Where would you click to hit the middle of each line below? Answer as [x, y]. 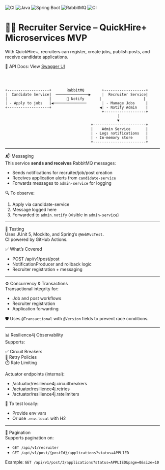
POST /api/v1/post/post [36, 259]
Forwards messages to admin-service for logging [62, 183]
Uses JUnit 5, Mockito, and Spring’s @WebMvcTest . [55, 234]
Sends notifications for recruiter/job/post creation [62, 172]
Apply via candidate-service [41, 204]
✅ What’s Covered [24, 249]
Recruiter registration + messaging [47, 269]
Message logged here [34, 209]
